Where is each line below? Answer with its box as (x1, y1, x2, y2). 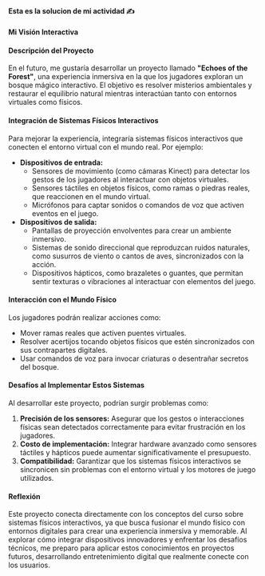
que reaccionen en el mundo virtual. (31, 191, 151, 201)
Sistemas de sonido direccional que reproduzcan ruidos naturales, (31, 242, 250, 252)
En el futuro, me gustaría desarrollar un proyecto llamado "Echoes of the (8, 63, 248, 73)
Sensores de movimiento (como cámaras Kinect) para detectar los (31, 166, 250, 175)
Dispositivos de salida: (19, 217, 97, 226)
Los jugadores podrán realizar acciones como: (8, 312, 161, 322)
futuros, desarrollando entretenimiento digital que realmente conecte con (8, 552, 249, 562)
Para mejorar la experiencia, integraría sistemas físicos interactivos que (8, 134, 243, 143)
